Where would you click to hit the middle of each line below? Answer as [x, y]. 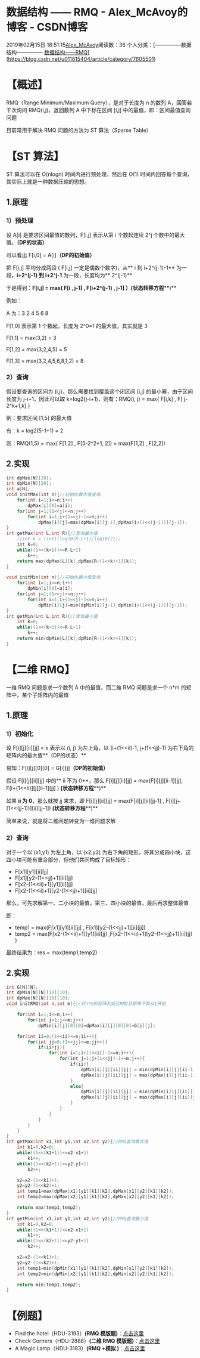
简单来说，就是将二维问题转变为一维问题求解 [61, 821]
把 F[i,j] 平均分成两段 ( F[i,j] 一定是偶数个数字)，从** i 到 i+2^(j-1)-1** [91, 267]
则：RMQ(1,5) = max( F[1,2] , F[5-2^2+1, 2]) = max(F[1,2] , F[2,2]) [86, 443]
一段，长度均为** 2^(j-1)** [100, 275]
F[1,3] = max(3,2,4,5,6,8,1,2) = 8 [45, 361]
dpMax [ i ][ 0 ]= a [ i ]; [50, 505]
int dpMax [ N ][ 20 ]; [29, 478]
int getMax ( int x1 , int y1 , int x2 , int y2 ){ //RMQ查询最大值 [77, 1142]
